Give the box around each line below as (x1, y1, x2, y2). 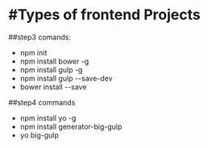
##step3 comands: (8, 32, 71, 42)
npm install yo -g (19, 113, 77, 122)
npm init (19, 47, 48, 57)
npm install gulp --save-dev (19, 73, 113, 83)
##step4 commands (8, 97, 76, 107)
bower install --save (19, 82, 87, 92)
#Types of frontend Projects (8, 6, 201, 24)
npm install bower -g (19, 56, 89, 66)
